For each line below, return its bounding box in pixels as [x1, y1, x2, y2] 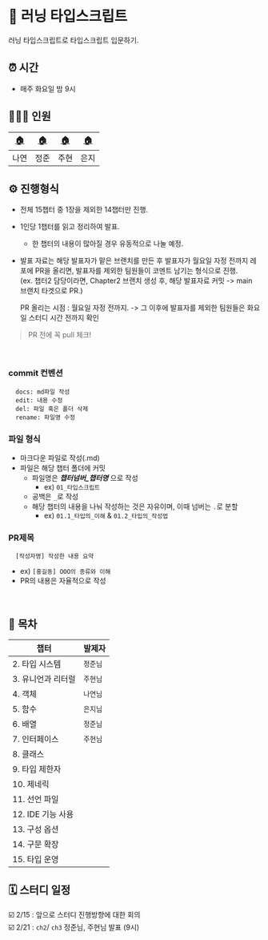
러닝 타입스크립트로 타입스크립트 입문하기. [8, 35, 139, 45]
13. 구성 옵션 [12, 824, 59, 835]
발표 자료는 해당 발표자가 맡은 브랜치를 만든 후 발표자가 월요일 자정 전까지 [19, 256, 249, 265]
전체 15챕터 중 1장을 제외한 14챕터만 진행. [19, 205, 149, 215]
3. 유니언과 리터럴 [12, 674, 76, 685]
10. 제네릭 [12, 779, 50, 790]
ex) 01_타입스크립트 [43, 482, 101, 491]
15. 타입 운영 [12, 854, 59, 865]
